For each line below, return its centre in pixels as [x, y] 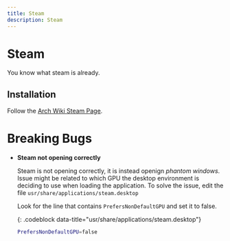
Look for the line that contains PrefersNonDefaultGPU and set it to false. [117, 206]
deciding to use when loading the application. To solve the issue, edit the [120, 185]
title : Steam [26, 13]
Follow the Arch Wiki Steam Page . [55, 111]
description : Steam [35, 20]
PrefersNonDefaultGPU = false [57, 232]
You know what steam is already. [54, 73]
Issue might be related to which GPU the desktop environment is [108, 179]
